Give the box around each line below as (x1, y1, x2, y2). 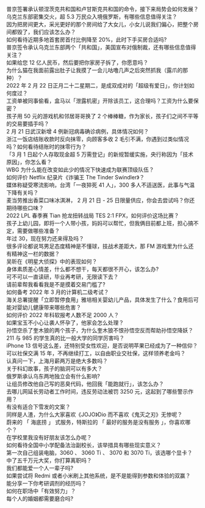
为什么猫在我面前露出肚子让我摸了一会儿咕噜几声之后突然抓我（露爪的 (6, 67, 183, 73)
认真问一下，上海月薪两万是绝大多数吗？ (6, 357, 108, 364)
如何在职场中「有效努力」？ (6, 487, 76, 495)
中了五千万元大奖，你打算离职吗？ (6, 457, 92, 464)
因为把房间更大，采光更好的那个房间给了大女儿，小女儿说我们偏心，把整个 (6, 21, 193, 28)
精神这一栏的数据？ (11, 250, 60, 257)
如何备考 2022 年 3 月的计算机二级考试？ (6, 288, 109, 296)
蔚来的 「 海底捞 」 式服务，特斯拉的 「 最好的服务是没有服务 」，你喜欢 (6, 419, 185, 425)
